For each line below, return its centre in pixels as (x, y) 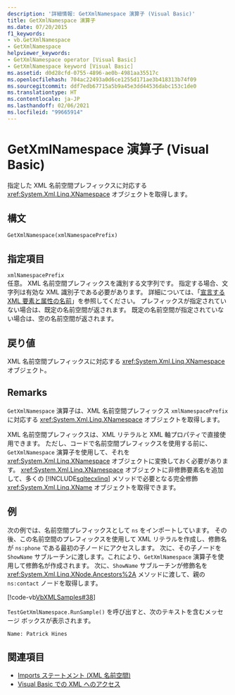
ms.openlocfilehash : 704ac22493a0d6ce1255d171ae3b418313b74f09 (102, 79)
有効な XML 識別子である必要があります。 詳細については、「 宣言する (125, 292)
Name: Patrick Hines (38, 634)
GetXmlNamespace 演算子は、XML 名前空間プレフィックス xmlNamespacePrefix (118, 411)
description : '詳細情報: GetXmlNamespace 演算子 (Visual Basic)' (101, 14)
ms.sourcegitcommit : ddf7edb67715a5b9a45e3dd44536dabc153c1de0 (102, 86)
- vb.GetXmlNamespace (39, 40)
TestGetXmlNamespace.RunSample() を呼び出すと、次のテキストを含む (106, 612)
